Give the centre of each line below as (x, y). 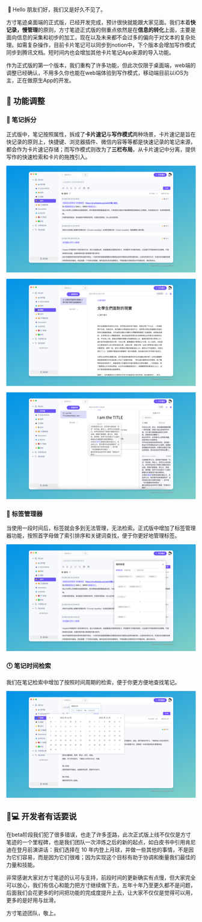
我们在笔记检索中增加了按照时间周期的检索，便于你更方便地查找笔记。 (93, 682)
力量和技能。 (22, 865)
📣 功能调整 (26, 101)
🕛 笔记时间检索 (29, 666)
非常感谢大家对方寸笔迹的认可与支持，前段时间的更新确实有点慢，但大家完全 (101, 878)
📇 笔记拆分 (22, 120)
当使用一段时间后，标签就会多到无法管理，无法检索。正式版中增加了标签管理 (101, 528)
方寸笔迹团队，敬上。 (32, 913)
